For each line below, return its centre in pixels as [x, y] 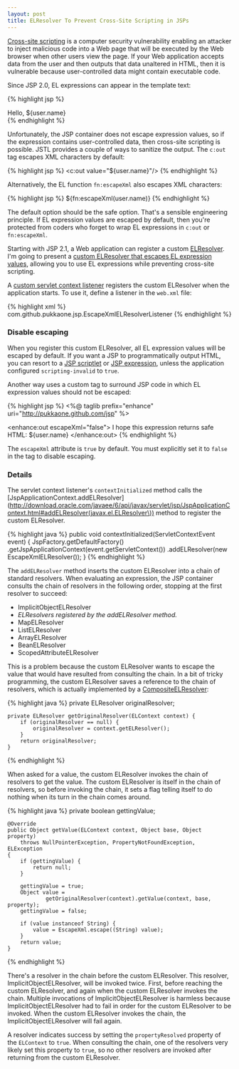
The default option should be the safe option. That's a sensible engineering [117, 212]
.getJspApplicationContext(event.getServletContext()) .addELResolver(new [117, 549]
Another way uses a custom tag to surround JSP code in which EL [104, 384]
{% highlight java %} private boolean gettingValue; [81, 811]
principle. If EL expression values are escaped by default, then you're [109, 220]
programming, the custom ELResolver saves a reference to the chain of [112, 682]
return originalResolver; [59, 741]
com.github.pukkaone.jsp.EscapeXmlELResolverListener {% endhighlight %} [119, 314]
